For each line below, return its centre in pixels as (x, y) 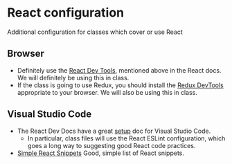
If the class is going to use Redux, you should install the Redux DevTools (120, 85)
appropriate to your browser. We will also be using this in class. (107, 92)
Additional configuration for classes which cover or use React (95, 32)
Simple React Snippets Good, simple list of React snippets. (101, 153)
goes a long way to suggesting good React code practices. (111, 145)
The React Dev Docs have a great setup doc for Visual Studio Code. (114, 131)
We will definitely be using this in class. (73, 78)
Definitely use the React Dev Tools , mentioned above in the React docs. (119, 70)
